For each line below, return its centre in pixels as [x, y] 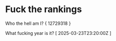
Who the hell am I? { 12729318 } [38, 23]
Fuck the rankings [44, 9]
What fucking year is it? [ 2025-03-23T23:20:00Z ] [59, 33]
